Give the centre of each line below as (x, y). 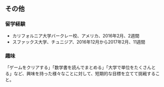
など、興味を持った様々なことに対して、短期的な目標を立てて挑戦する (85, 73)
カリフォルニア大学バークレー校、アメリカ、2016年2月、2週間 (76, 35)
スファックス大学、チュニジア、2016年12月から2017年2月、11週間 (79, 42)
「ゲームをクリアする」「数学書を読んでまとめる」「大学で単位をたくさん (78, 67)
